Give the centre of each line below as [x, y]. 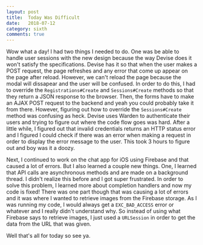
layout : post [23, 12]
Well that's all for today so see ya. [48, 236]
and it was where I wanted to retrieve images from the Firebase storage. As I [101, 198]
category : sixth [27, 29]
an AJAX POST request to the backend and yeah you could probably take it [100, 103]
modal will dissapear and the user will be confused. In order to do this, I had [101, 84]
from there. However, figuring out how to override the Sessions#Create [94, 109]
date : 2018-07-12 [31, 23]
